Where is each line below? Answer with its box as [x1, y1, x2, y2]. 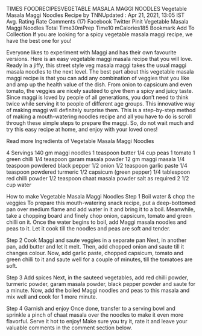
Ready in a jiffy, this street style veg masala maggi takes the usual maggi [6, 62, 187, 69]
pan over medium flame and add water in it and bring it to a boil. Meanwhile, [6, 206, 195, 213]
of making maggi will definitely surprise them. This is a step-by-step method [6, 107, 196, 113]
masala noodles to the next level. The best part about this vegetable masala [6, 68, 194, 75]
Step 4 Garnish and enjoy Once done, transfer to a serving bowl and [6, 305, 176, 312]
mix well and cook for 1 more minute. [6, 293, 98, 300]
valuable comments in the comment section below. [6, 324, 133, 331]
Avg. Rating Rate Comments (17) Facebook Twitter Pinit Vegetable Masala [6, 18, 189, 25]
